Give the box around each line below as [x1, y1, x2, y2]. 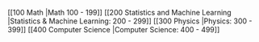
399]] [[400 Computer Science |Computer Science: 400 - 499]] [7, 25, 220, 34]
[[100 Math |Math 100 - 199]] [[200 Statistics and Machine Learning [7, 8, 232, 17]
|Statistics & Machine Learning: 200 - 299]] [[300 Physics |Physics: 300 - [7, 16, 253, 26]
